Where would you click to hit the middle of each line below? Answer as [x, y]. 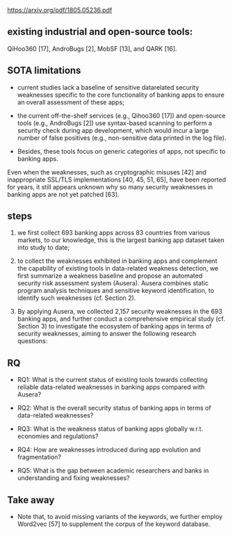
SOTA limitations [44, 71]
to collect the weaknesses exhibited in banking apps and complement [117, 261]
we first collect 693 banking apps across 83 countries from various [114, 233]
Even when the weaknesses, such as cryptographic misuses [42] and [107, 172]
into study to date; [43, 248]
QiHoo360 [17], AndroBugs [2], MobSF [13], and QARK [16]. [92, 49]
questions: [32, 341]
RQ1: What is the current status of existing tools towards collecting [112, 380]
